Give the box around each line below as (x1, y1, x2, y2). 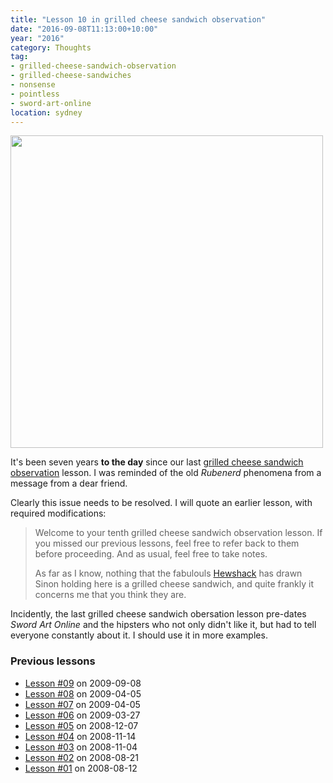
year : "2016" (10, 33, 65, 43)
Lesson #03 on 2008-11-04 (24, 741, 138, 753)
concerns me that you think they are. (34, 589, 187, 601)
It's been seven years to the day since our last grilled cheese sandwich (10, 456, 304, 468)
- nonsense (10, 80, 56, 90)
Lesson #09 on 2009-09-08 (24, 677, 142, 689)
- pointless (10, 89, 60, 99)
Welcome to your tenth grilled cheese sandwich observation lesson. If (34, 527, 323, 539)
